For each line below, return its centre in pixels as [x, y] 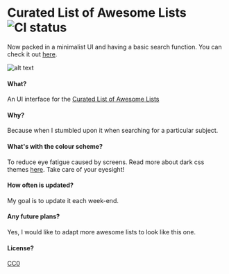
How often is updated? [41, 185]
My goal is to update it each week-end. [63, 200]
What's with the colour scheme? [55, 146]
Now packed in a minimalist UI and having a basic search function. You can [114, 47]
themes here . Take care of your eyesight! [66, 169]
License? [21, 248]
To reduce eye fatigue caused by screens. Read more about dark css [106, 162]
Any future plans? [34, 216]
